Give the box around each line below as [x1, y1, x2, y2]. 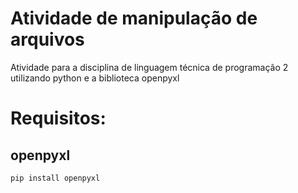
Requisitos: [10, 107, 107, 130]
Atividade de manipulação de [10, 7, 258, 30]
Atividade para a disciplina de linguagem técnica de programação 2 [10, 61, 289, 73]
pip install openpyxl [10, 173, 101, 183]
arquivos [10, 28, 85, 51]
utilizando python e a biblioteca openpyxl [10, 72, 180, 84]
